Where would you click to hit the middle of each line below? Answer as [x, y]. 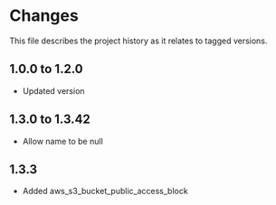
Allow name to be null [63, 141]
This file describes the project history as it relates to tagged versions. [138, 41]
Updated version [53, 90]
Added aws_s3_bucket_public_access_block [105, 191]
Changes [44, 16]
